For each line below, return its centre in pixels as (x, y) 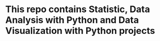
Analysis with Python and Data (72, 20)
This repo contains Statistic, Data (78, 9)
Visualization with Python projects (80, 31)
